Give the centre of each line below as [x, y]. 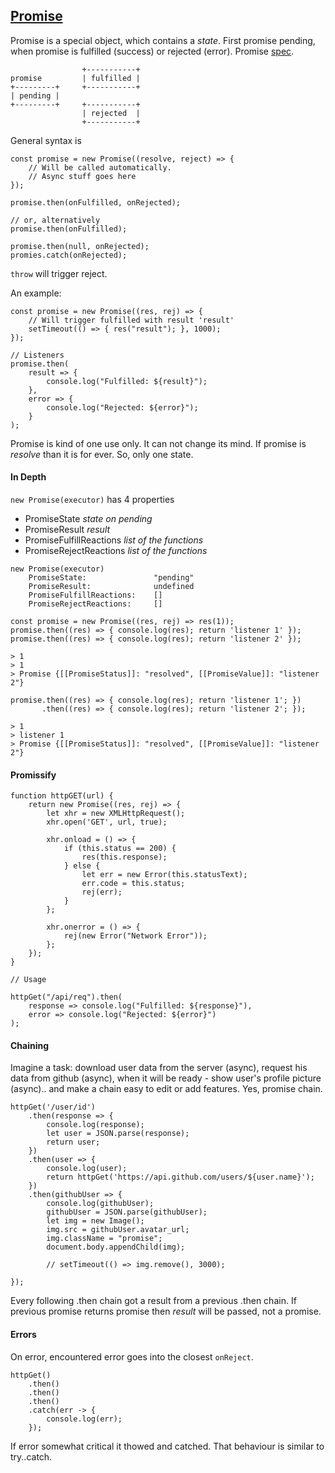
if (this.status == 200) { [120, 849]
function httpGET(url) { [62, 796]
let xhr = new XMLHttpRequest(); [116, 814]
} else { [82, 866]
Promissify [33, 775]
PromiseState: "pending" [111, 578]
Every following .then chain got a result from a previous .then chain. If [153, 1301]
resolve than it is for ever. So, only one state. [102, 454]
